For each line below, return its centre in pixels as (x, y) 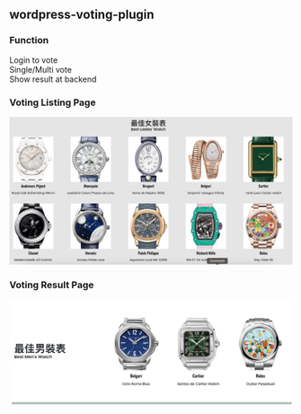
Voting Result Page (52, 285)
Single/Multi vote (40, 69)
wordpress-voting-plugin (82, 15)
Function (29, 40)
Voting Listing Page (53, 102)
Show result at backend (53, 79)
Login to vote (34, 60)
